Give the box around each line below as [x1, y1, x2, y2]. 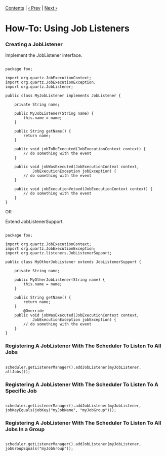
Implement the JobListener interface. [5, 52, 82, 58]
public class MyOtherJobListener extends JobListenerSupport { [5, 259, 142, 265]
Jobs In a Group [5, 426, 45, 433]
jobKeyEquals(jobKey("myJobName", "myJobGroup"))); [5, 408, 116, 413]
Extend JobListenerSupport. [5, 218, 64, 225]
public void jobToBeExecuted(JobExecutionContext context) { [14, 147, 146, 152]
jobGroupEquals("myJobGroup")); [5, 446, 73, 451]
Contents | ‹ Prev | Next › [5, 5, 57, 11]
